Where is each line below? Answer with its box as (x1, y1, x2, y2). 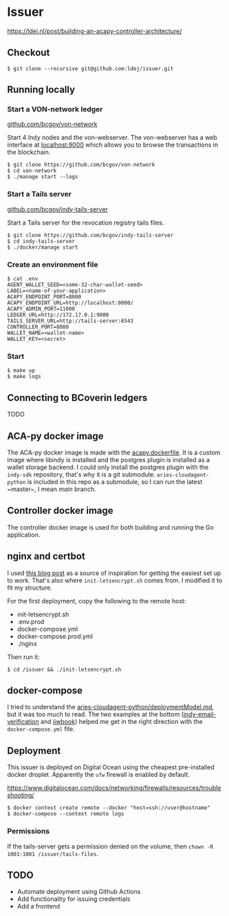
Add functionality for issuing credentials (17, 895, 131, 903)
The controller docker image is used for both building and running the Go (7, 523, 215, 531)
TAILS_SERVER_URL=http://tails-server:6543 (7, 318, 134, 324)
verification (7, 718, 39, 726)
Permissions (7, 826, 50, 836)
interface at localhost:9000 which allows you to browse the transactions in (7, 140, 219, 149)
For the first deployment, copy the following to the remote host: (7, 596, 186, 605)
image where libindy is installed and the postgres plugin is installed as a (7, 455, 210, 464)
